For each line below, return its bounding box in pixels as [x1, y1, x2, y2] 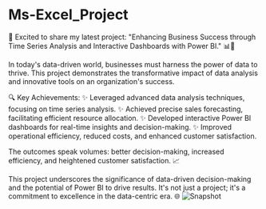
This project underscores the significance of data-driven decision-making [8, 174, 252, 183]
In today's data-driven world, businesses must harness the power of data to [8, 59, 258, 69]
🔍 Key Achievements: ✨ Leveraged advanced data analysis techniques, [8, 92, 245, 102]
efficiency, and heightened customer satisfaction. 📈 [8, 155, 181, 165]
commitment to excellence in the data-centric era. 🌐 [8, 191, 181, 201]
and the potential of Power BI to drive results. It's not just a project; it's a [8, 183, 246, 192]
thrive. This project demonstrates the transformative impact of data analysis [8, 68, 258, 78]
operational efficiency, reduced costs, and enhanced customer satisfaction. [8, 131, 257, 141]
